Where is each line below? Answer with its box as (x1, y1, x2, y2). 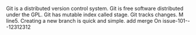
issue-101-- (162, 17, 190, 24)
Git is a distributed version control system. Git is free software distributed (6, 5, 184, 12)
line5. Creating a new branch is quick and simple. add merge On (6, 17, 162, 24)
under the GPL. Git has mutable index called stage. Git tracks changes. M (6, 11, 184, 18)
